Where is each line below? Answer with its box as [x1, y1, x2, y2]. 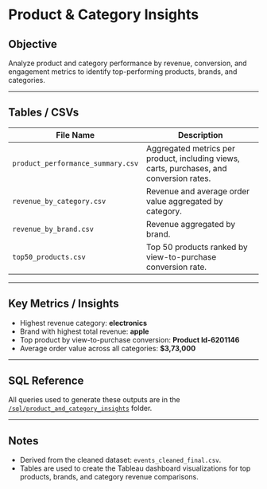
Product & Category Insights [8, 6, 199, 24]
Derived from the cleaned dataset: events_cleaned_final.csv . [19, 456, 222, 465]
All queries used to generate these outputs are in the [8, 395, 180, 405]
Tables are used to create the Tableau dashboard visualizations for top [19, 464, 251, 473]
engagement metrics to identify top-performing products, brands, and [8, 67, 238, 76]
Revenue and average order [145, 186, 250, 197]
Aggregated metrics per [145, 143, 236, 154]
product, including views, [145, 153, 240, 164]
